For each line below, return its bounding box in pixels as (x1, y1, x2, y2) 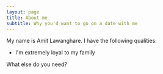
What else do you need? (6, 61, 67, 68)
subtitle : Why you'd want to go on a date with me (6, 20, 138, 26)
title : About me (6, 15, 48, 21)
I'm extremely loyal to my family (15, 49, 96, 56)
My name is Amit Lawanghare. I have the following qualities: (6, 37, 157, 45)
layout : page (6, 9, 40, 15)
